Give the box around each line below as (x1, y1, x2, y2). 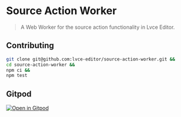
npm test (6, 72, 28, 79)
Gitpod (6, 89, 32, 99)
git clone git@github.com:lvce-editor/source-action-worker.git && (6, 56, 176, 62)
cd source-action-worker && (6, 62, 75, 68)
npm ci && (6, 67, 31, 73)
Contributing (6, 41, 54, 51)
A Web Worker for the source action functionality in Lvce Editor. (20, 24, 175, 31)
